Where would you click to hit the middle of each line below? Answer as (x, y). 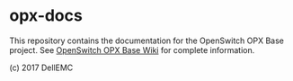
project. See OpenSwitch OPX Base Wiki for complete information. (132, 49)
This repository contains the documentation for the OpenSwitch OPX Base (147, 40)
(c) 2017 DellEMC (41, 67)
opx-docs (46, 16)
